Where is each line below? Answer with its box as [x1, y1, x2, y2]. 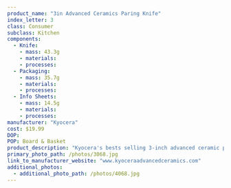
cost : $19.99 [7, 125, 45, 132]
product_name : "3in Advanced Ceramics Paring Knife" [7, 10, 162, 17]
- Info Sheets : [13, 94, 57, 101]
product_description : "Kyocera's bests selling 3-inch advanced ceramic [7, 145, 220, 152]
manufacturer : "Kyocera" [7, 118, 78, 126]
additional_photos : [7, 163, 63, 171]
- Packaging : [13, 67, 51, 74]
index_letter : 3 [7, 17, 54, 23]
